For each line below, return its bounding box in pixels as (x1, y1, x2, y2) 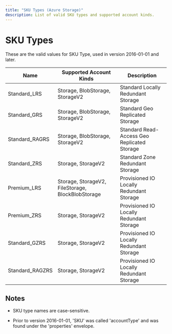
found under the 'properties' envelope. (12, 323, 95, 329)
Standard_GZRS (8, 239, 46, 246)
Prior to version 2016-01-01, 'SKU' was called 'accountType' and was (12, 318, 159, 324)
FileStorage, (57, 184, 87, 192)
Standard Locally (120, 84, 161, 91)
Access (120, 133, 138, 140)
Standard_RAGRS (8, 136, 50, 143)
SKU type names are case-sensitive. (12, 308, 90, 314)
